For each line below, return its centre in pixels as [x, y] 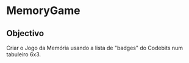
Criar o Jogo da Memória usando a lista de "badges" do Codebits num [95, 48]
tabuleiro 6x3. [24, 54]
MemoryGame [43, 11]
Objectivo [25, 33]
